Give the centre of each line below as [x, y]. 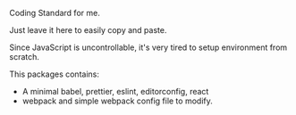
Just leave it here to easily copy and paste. [88, 30]
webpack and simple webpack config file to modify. [117, 101]
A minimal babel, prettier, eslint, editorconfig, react [115, 91]
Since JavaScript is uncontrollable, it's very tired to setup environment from [148, 47]
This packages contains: [55, 74]
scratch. [25, 57]
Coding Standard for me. [55, 13]
